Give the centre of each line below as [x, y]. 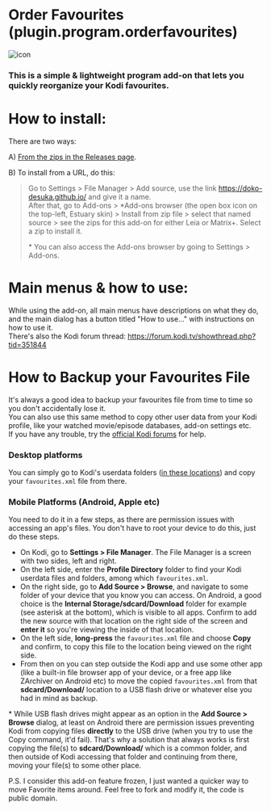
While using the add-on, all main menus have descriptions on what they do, [133, 310]
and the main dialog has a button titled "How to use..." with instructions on [131, 319]
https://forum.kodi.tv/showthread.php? [192, 336]
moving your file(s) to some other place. [75, 766]
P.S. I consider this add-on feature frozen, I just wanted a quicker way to [128, 781]
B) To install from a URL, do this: [62, 172]
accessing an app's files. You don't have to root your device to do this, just [132, 528]
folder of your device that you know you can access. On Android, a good [141, 595]
